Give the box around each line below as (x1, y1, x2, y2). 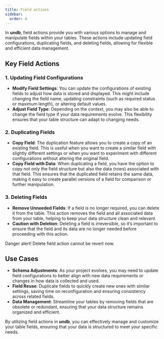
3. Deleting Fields (5, 194, 47, 201)
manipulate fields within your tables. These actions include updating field (5, 35, 153, 41)
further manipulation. (12, 182, 55, 188)
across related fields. (12, 293, 55, 299)
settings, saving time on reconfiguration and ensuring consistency (12, 289, 146, 294)
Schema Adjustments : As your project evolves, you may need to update (12, 267, 159, 273)
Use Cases (5, 255, 39, 263)
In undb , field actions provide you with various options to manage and (5, 30, 146, 36)
